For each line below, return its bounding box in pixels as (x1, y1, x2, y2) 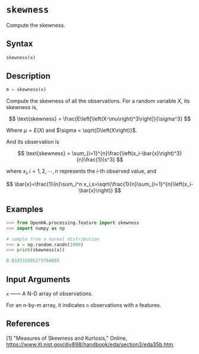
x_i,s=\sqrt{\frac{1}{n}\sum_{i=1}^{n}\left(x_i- (83, 181, 194, 188)
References (6, 319, 50, 329)
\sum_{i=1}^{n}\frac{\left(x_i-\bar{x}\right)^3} (71, 150, 182, 157)
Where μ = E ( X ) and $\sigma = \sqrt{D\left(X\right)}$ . (6, 127, 138, 134)
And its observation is (6, 138, 59, 146)
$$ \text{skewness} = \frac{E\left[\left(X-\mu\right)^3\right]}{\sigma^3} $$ (8, 115, 191, 122)
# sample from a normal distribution (6, 236, 100, 242)
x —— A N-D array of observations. (6, 290, 93, 297)
